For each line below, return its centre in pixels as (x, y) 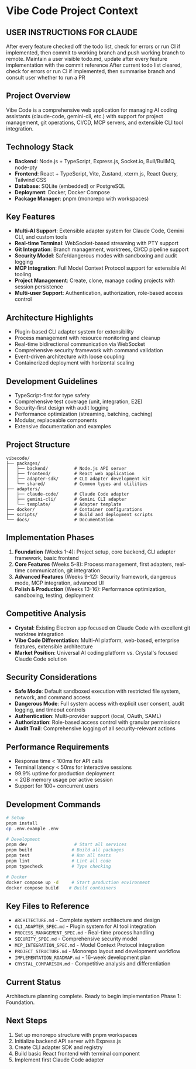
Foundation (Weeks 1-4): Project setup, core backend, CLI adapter (95, 552)
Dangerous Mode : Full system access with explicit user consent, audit (99, 704)
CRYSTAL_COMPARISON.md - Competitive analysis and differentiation (92, 964)
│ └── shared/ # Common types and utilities (77, 484)
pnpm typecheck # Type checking (59, 866)
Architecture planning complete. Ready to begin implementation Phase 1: (94, 996)
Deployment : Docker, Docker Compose (62, 192)
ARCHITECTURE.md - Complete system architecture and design (87, 920)
